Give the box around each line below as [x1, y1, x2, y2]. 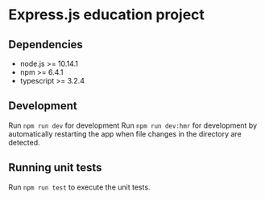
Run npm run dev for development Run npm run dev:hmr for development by [8, 120, 258, 130]
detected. [8, 137, 40, 147]
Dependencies [8, 38, 83, 51]
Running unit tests [8, 161, 102, 174]
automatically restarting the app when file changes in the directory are [8, 129, 242, 138]
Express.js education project [8, 6, 205, 24]
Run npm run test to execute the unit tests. [8, 182, 151, 192]
